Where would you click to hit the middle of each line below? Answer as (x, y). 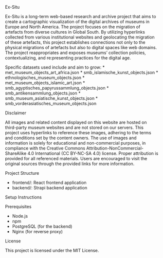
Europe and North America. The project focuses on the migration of (73, 27)
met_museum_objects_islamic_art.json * (45, 83)
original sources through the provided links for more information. (70, 164)
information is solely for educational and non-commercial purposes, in (75, 143)
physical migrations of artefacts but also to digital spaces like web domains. (81, 47)
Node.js (20, 216)
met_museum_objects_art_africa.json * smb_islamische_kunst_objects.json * (81, 72)
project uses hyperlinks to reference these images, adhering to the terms (78, 133)
